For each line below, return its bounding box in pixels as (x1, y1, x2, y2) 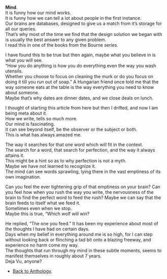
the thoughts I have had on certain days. (5, 226, 90, 232)
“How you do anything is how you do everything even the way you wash (5, 63, 156, 68)
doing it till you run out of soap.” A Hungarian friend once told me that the (5, 79, 159, 85)
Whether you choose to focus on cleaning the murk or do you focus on (5, 74, 154, 79)
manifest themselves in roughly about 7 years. (5, 253, 102, 259)
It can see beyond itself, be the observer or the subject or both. (5, 126, 138, 132)
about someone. (5, 90, 40, 95)
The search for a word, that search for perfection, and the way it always (5, 147, 155, 153)
